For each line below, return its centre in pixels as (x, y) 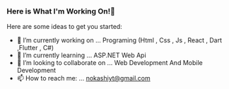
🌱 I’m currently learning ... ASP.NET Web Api (81, 55)
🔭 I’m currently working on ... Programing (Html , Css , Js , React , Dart (119, 40)
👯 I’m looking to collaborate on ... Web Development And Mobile (110, 63)
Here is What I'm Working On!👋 (61, 11)
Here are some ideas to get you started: (65, 27)
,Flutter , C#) (35, 48)
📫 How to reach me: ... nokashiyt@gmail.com (84, 78)
